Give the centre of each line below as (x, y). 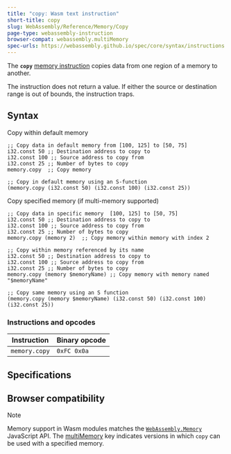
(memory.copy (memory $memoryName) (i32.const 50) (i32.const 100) (107, 299)
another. (19, 73)
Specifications (39, 375)
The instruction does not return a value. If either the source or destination (112, 87)
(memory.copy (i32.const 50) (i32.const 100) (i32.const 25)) (99, 188)
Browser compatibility (56, 398)
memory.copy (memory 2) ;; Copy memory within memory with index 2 (108, 238)
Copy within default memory (48, 132)
